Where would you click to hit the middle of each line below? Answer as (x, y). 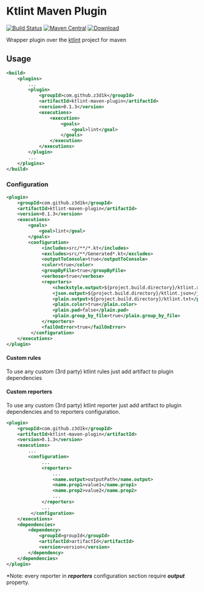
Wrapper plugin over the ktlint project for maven (66, 40)
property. (18, 582)
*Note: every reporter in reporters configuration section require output (96, 576)
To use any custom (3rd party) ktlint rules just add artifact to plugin (90, 371)
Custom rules (24, 358)
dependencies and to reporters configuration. (63, 411)
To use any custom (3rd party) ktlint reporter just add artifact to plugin (94, 405)
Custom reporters (29, 392)
